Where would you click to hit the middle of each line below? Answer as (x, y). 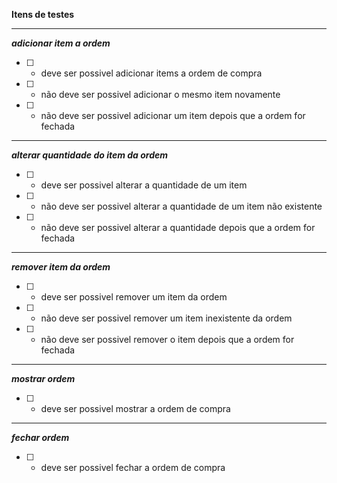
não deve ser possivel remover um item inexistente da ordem (166, 318)
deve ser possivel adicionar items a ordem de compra (151, 73)
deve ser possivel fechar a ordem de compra (133, 467)
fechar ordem (40, 437)
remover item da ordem (61, 267)
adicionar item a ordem (61, 43)
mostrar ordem (43, 378)
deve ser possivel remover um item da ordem (134, 297)
